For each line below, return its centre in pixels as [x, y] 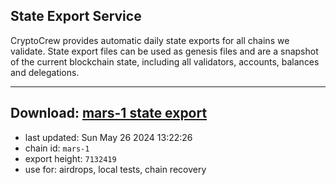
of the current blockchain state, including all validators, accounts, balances [165, 61]
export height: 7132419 [70, 158]
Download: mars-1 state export [109, 113]
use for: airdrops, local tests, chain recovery [115, 169]
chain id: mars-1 [57, 148]
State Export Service [76, 16]
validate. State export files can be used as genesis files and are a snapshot [164, 51]
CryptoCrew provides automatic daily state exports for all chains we [150, 40]
